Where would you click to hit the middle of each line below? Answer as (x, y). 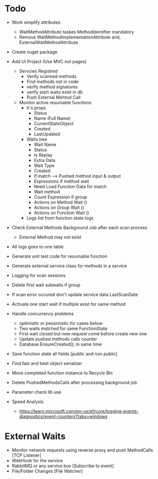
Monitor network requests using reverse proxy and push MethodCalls (82, 450)
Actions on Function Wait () (61, 212)
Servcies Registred (38, 71)
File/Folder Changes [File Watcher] (47, 471)
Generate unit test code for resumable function (59, 256)
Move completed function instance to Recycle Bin (62, 373)
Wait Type (44, 165)
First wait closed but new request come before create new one (83, 333)
